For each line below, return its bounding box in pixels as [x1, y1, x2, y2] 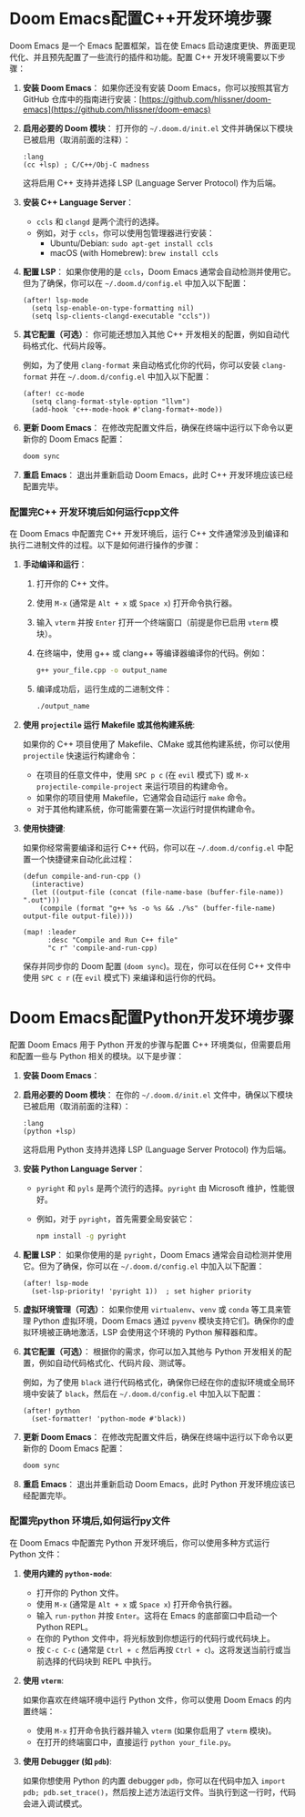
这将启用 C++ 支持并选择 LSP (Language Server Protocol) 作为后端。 [22, 177, 281, 188]
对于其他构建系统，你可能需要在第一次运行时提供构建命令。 [36, 803, 260, 814]
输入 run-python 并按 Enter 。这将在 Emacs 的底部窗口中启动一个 [36, 1609, 278, 1621]
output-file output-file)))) [22, 912, 134, 921]
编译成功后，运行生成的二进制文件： [36, 683, 173, 694]
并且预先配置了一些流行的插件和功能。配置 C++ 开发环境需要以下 [33, 51, 278, 62]
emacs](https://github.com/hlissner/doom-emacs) [22, 104, 211, 115]
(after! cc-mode [22, 389, 85, 398]
